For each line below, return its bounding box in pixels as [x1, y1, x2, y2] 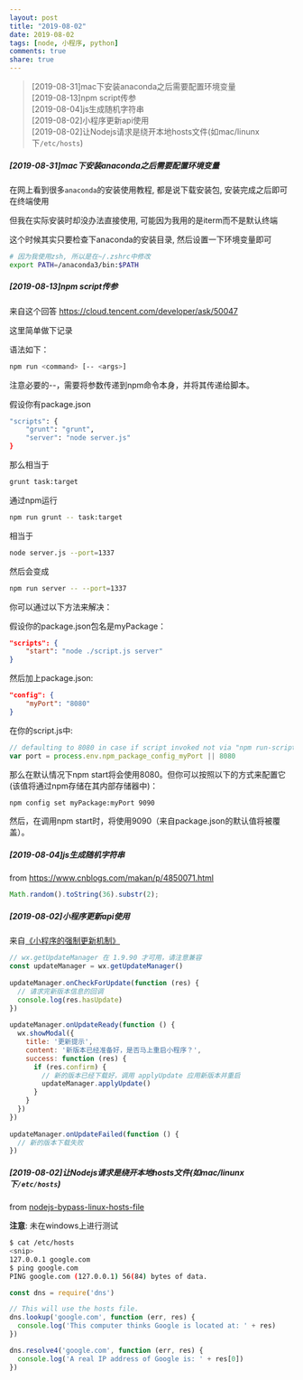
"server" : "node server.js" [25, 434, 131, 443]
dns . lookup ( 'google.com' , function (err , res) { [9, 1313, 196, 1322]
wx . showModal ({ [17, 1029, 75, 1039]
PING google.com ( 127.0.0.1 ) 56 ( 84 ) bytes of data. [9, 1272, 207, 1281]
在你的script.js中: [9, 724, 74, 736]
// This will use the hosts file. [9, 1304, 140, 1314]
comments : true [9, 47, 67, 56]
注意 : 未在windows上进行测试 [9, 1220, 119, 1231]
